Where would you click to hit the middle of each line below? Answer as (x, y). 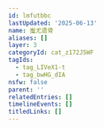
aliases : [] (28, 38)
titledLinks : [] (35, 112)
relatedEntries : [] (40, 97)
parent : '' (26, 89)
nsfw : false (28, 82)
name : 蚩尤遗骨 (31, 30)
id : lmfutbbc (30, 16)
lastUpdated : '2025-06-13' (53, 23)
